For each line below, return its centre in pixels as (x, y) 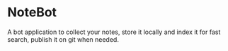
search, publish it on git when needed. (63, 39)
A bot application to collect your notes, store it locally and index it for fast (114, 32)
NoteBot (32, 12)
